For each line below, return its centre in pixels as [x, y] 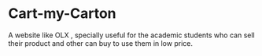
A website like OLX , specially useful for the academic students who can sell [131, 35]
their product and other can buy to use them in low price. [100, 43]
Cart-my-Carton [62, 14]
